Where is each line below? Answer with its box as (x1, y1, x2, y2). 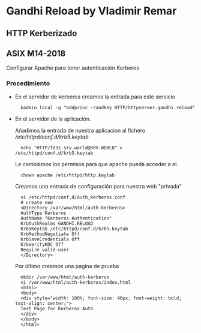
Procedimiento (6, 79, 50, 88)
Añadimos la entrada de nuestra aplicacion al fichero (14, 127, 146, 134)
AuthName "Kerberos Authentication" (20, 215, 112, 221)
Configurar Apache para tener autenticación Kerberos (6, 64, 140, 71)
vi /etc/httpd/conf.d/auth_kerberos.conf (20, 194, 126, 200)
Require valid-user (20, 247, 69, 253)
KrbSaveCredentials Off (20, 236, 80, 242)
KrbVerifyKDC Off (20, 241, 64, 247)
